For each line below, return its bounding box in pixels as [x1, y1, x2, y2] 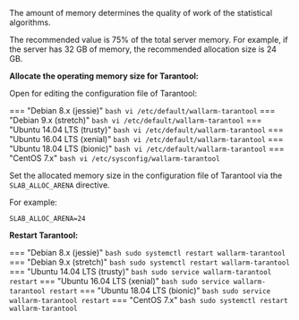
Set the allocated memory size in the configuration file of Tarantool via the [9, 170, 283, 181]
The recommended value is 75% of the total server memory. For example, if [9, 35, 288, 45]
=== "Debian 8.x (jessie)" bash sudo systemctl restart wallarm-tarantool [9, 248, 286, 257]
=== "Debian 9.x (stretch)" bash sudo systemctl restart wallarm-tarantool [9, 257, 291, 267]
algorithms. [9, 17, 51, 28]
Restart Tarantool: [9, 230, 79, 240]
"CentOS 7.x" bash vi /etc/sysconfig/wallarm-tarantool [9, 153, 221, 164]
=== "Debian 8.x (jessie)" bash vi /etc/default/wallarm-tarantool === [9, 105, 276, 115]
